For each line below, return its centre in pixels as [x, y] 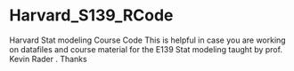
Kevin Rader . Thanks [48, 59]
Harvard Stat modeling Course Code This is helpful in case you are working [148, 40]
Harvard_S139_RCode [91, 16]
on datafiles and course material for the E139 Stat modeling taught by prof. [146, 49]
